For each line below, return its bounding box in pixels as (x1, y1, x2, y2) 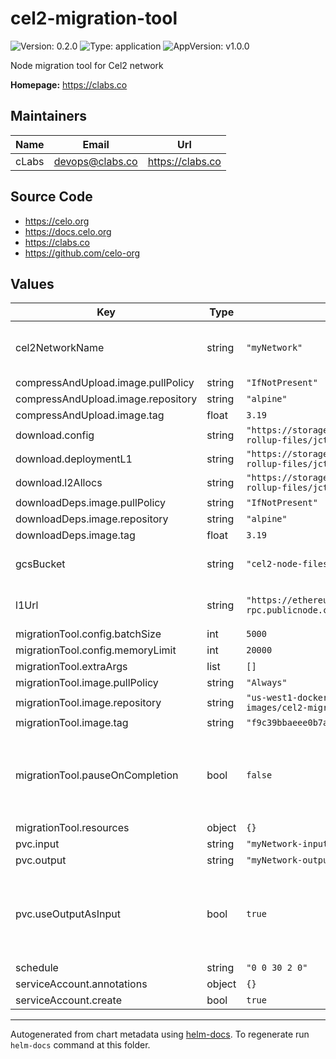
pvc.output (15, 853, 67, 867)
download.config (15, 428, 95, 442)
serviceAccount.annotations (15, 977, 148, 991)
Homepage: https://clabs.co (10, 78, 128, 91)
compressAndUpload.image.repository (15, 392, 198, 406)
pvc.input (15, 837, 60, 851)
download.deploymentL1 (15, 452, 133, 466)
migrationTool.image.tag (15, 716, 129, 730)
